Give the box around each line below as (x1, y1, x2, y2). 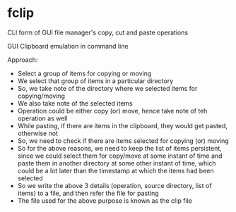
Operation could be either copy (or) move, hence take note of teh (17, 106, 208, 115)
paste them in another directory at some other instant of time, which (17, 158, 216, 167)
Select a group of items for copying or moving (17, 69, 152, 77)
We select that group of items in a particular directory (17, 76, 174, 85)
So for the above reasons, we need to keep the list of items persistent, (17, 144, 223, 152)
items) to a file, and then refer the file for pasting (17, 189, 159, 197)
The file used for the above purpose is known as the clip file (17, 196, 193, 205)
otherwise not (17, 129, 59, 137)
